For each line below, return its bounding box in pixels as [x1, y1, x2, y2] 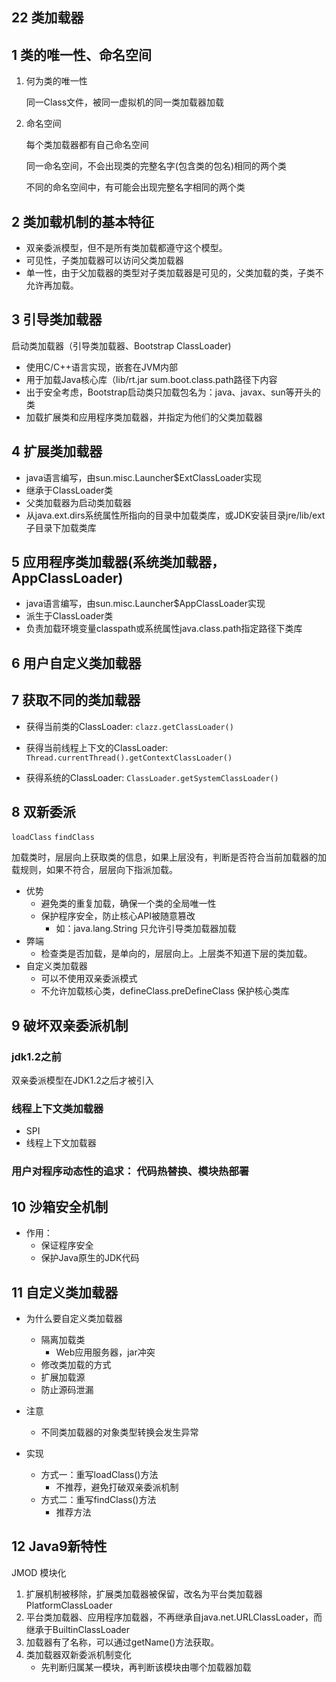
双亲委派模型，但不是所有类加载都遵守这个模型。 [25, 242, 228, 254]
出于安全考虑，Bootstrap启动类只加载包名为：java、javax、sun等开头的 [25, 386, 321, 398]
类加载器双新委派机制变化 [25, 1648, 132, 1660]
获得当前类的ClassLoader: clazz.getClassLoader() [25, 720, 234, 732]
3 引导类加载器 [11, 311, 103, 328]
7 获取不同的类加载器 [11, 692, 141, 709]
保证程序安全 [40, 1239, 94, 1252]
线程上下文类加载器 [11, 1102, 104, 1116]
